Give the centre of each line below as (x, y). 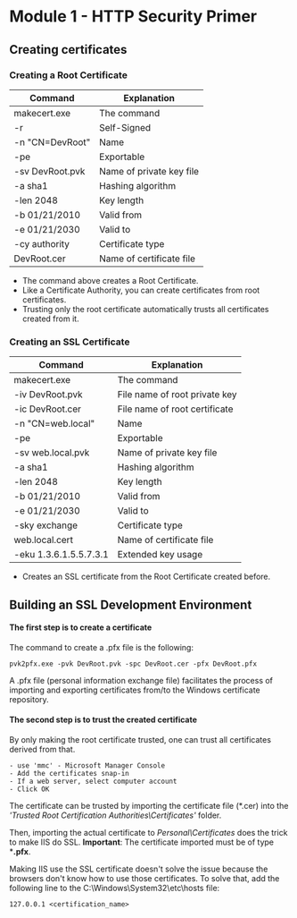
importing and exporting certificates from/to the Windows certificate (135, 690)
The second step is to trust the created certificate (103, 720)
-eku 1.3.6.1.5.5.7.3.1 (61, 555)
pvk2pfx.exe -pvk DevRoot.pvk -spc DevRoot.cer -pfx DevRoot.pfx (133, 664)
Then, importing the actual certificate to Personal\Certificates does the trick (148, 832)
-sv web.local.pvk (52, 453)
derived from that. (42, 749)
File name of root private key (177, 395)
